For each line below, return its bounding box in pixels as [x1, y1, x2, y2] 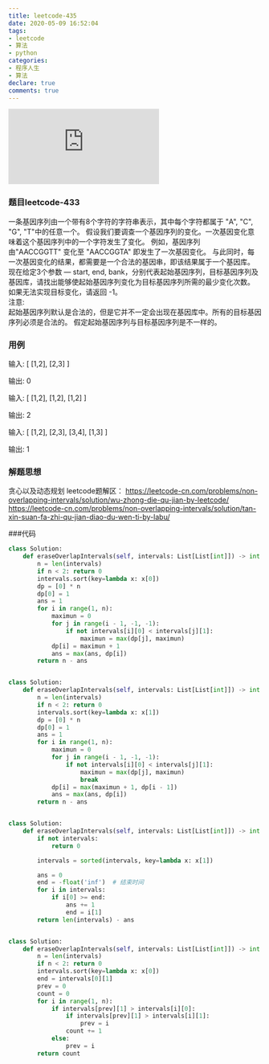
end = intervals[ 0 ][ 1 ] [37, 975, 113, 983]
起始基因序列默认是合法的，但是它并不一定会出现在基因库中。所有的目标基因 [8, 307, 262, 317]
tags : [8, 27, 26, 35]
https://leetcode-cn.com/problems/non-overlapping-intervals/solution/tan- [8, 504, 257, 514]
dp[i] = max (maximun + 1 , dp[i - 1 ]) [51, 783, 178, 792]
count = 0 [37, 989, 70, 997]
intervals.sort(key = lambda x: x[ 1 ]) [37, 708, 160, 716]
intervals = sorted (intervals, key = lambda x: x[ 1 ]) [37, 857, 214, 865]
